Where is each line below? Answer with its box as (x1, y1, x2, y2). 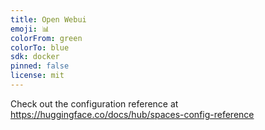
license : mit (10, 71, 65, 81)
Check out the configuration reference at (10, 97, 179, 110)
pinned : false (10, 61, 70, 71)
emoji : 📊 (10, 24, 50, 34)
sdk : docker (10, 52, 60, 62)
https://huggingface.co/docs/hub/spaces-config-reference (10, 108, 255, 120)
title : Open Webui (10, 14, 87, 25)
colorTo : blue (10, 42, 70, 53)
